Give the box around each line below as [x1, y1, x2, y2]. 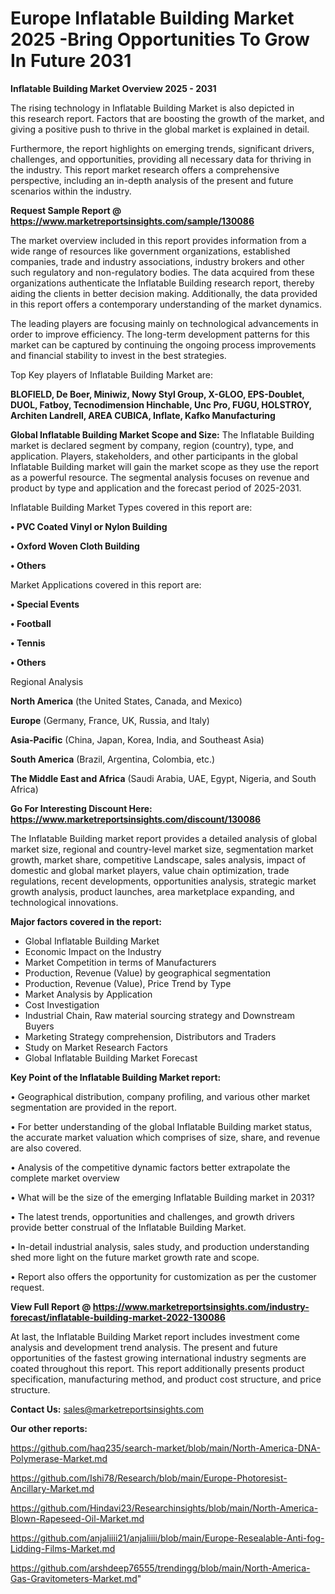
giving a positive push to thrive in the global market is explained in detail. [10, 123, 310, 135]
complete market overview [10, 1172, 120, 1184]
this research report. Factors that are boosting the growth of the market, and [10, 112, 325, 124]
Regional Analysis [10, 675, 84, 687]
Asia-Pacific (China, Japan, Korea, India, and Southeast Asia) [10, 733, 265, 746]
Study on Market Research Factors [24, 1041, 168, 1053]
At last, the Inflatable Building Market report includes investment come [10, 1330, 300, 1342]
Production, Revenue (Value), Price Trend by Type [24, 977, 232, 989]
